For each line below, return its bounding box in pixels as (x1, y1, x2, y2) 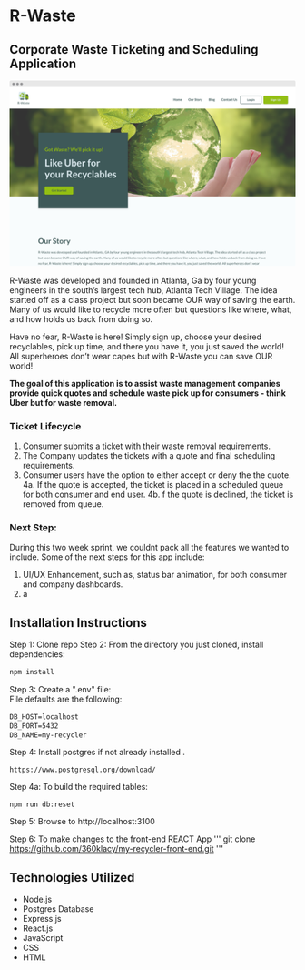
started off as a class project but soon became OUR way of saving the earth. (9, 294, 296, 305)
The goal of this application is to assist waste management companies (9, 378, 281, 389)
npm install (9, 668, 54, 677)
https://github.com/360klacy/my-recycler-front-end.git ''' (9, 844, 224, 854)
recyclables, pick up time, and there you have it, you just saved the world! (9, 340, 284, 351)
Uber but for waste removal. (9, 397, 118, 408)
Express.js (22, 913, 62, 924)
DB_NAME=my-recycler (9, 731, 88, 740)
